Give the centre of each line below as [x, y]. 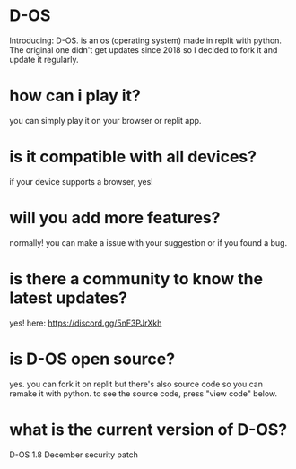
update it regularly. [44, 59]
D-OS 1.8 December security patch [74, 455]
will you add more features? [115, 218]
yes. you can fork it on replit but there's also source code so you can [136, 384]
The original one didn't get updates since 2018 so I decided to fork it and [144, 49]
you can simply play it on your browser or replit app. [105, 120]
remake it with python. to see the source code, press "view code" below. [144, 393]
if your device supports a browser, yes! [82, 181]
